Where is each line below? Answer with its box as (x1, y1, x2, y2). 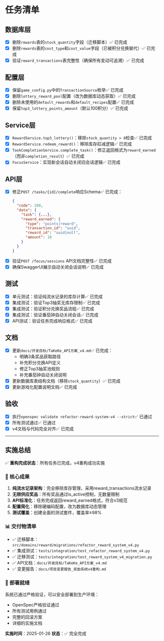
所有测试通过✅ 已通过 (12, 420, 56, 426)
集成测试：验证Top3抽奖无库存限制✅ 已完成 (12, 299, 101, 305)
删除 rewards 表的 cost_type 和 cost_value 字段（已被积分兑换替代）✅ (12, 45, 145, 51)
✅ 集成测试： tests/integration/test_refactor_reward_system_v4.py (12, 548, 150, 554)
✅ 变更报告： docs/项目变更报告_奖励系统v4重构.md (12, 566, 106, 572)
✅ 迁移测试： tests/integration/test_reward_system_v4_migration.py (12, 554, 152, 560)
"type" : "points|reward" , (25, 221, 78, 226)
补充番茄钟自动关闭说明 (19, 371, 67, 378)
